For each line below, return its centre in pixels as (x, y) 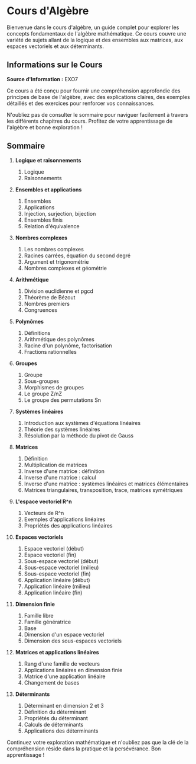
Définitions (37, 333)
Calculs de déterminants (54, 724)
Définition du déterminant (55, 712)
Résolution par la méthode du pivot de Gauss (79, 435)
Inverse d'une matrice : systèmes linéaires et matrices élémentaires (106, 484)
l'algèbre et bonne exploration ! (45, 127)
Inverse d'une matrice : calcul (60, 477)
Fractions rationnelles (50, 351)
